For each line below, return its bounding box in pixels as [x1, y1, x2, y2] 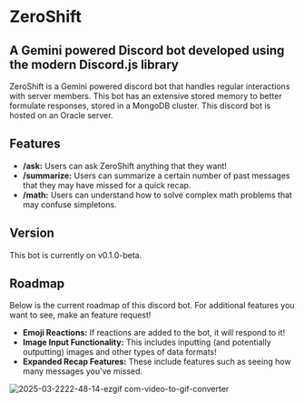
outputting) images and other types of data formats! [22, 347, 218, 358]
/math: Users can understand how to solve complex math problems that [22, 189, 293, 200]
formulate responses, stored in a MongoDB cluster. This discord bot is [9, 100, 271, 111]
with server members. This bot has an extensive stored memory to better [9, 91, 283, 101]
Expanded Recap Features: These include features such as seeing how [22, 357, 292, 368]
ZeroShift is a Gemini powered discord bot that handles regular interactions [9, 81, 290, 92]
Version [9, 226, 54, 241]
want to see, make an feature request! [9, 309, 152, 320]
